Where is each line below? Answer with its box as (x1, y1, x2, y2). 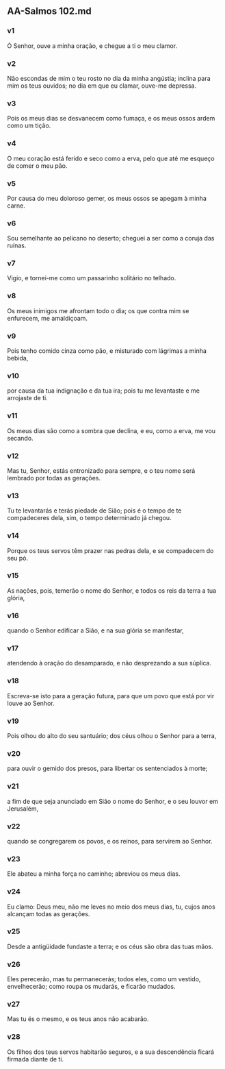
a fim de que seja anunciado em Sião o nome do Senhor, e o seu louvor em (7, 797, 219, 805)
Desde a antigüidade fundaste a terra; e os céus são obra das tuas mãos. (7, 942, 213, 950)
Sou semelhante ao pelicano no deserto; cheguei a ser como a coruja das (7, 234, 215, 243)
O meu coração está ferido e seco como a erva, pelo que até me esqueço (7, 154, 215, 162)
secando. (7, 434, 34, 442)
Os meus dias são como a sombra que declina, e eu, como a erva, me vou (7, 426, 216, 434)
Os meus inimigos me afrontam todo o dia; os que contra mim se (7, 306, 189, 315)
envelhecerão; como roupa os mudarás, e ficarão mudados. (7, 983, 176, 991)
